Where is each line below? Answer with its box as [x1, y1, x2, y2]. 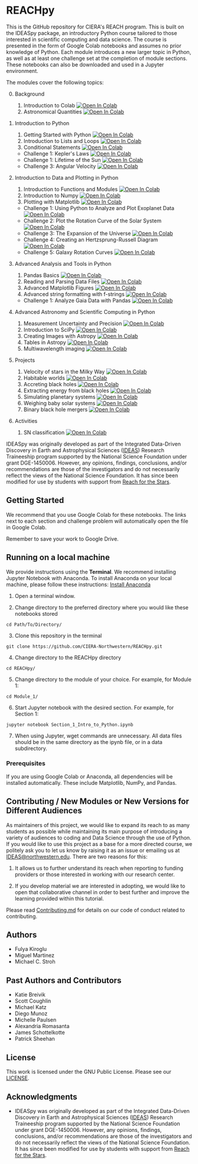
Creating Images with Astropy [23, 332, 96, 339]
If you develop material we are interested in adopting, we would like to [14, 882, 186, 889]
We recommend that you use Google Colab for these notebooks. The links [6, 511, 187, 518]
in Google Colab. [6, 523, 47, 531]
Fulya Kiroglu [14, 946, 47, 953]
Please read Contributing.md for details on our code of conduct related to [6, 906, 185, 914]
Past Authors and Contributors [6, 975, 122, 985]
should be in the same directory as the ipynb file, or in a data [14, 738, 163, 745]
